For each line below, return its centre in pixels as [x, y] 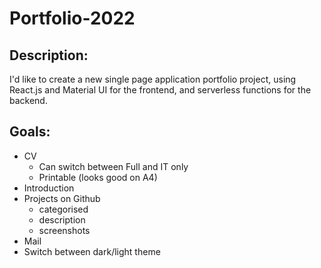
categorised [63, 209]
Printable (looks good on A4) [98, 177]
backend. [28, 100]
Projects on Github [62, 198]
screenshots [64, 230]
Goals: [30, 132]
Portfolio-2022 [72, 18]
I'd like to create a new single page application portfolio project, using [153, 79]
